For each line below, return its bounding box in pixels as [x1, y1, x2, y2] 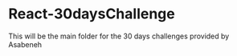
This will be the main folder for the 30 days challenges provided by [8, 31, 230, 41]
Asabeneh [8, 39, 43, 49]
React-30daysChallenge [8, 5, 175, 23]
